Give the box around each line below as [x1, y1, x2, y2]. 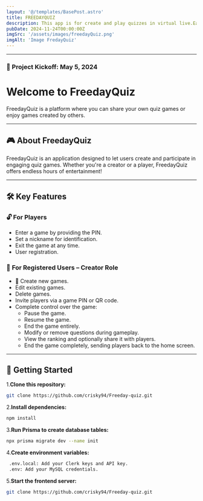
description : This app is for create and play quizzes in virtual [6, 20, 177, 26]
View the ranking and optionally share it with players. [24, 335, 156, 342]
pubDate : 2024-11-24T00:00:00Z [6, 25, 85, 32]
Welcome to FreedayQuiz [6, 85, 136, 99]
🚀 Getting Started [6, 365, 73, 376]
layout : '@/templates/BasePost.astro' [6, 8, 104, 15]
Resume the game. [24, 316, 71, 323]
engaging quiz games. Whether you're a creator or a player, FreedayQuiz [6, 161, 188, 168]
